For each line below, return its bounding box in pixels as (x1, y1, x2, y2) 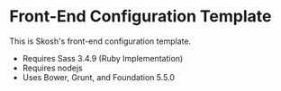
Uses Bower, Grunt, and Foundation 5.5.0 (22, 71, 176, 82)
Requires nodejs (22, 62, 83, 73)
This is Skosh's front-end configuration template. (9, 36, 192, 46)
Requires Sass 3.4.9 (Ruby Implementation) (22, 53, 184, 63)
